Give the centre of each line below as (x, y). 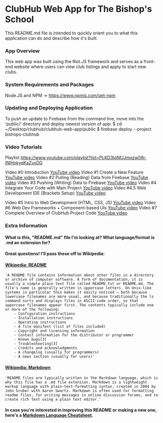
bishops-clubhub (22, 134)
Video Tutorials (24, 147)
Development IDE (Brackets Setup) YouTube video (55, 193)
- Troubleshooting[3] (36, 344)
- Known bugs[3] (31, 340)
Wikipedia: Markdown (28, 368)
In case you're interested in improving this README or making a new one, (81, 410)
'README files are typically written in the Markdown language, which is (82, 378)
